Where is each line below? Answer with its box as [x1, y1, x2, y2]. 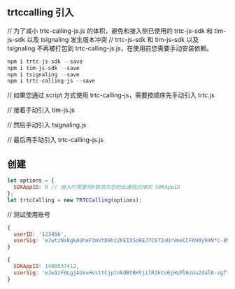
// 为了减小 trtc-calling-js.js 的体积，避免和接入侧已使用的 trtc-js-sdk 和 [7, 27, 213, 35]
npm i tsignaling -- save [7, 71, 80, 78]
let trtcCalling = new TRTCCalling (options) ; [7, 197, 142, 204]
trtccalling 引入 [7, 6, 74, 19]
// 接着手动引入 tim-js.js [7, 106, 76, 114]
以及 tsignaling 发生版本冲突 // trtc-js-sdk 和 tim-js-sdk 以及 [27, 35, 199, 43]
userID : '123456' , [13, 230, 68, 238]
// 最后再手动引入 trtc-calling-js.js [7, 136, 104, 144]
